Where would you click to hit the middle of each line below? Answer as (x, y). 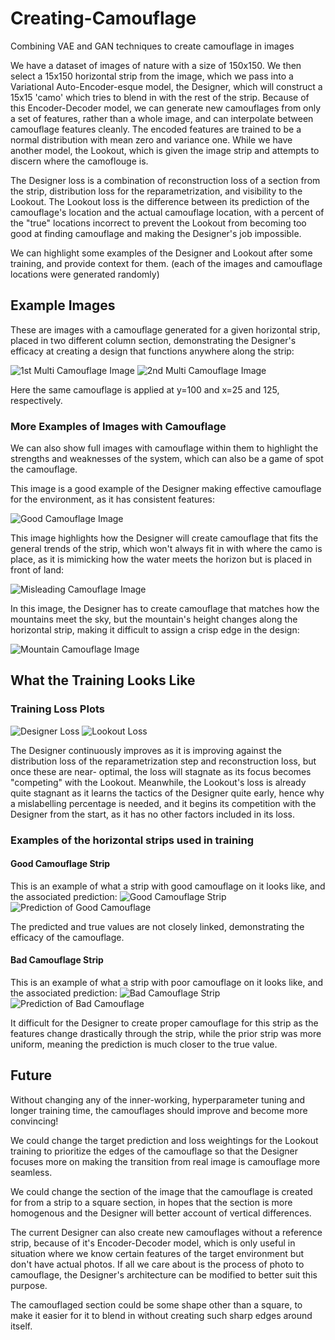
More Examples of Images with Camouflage (118, 426)
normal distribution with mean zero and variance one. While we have (151, 139)
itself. (21, 1326)
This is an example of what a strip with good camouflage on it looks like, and (168, 886)
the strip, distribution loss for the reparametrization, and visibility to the (156, 191)
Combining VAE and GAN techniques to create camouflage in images (152, 46)
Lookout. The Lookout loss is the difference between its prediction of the (160, 201)
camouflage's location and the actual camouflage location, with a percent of (167, 212)
